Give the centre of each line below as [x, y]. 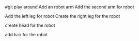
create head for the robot [30, 25]
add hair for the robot [26, 35]
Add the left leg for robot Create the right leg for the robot [62, 16]
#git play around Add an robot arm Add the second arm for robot [69, 7]
